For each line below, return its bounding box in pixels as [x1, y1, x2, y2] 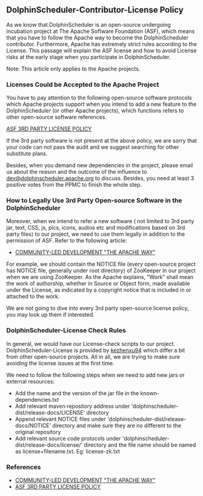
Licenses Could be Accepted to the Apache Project [6, 80, 159, 89]
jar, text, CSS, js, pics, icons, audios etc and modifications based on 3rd [6, 224, 185, 232]
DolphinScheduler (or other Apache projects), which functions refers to [6, 107, 184, 114]
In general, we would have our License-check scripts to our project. [6, 340, 176, 347]
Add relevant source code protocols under [15, 435, 121, 442]
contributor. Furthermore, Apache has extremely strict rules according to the [6, 40, 197, 47]
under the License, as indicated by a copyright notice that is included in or [6, 286, 191, 294]
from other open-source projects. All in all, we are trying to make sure [6, 353, 181, 360]
